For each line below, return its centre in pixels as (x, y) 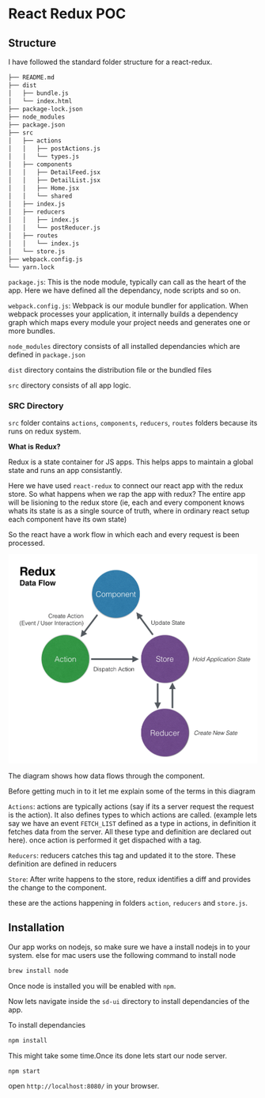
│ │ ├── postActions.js (55, 149)
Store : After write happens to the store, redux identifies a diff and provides (130, 879)
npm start (25, 1071)
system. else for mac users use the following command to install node (122, 955)
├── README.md (32, 78)
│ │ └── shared (40, 196)
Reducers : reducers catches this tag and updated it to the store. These (122, 856)
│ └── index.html (40, 101)
